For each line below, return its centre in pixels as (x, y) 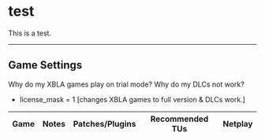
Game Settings (45, 65)
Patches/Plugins (105, 123)
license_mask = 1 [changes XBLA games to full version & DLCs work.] (132, 99)
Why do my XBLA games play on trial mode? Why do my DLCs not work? (126, 84)
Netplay (238, 123)
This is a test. (30, 33)
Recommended (179, 119)
